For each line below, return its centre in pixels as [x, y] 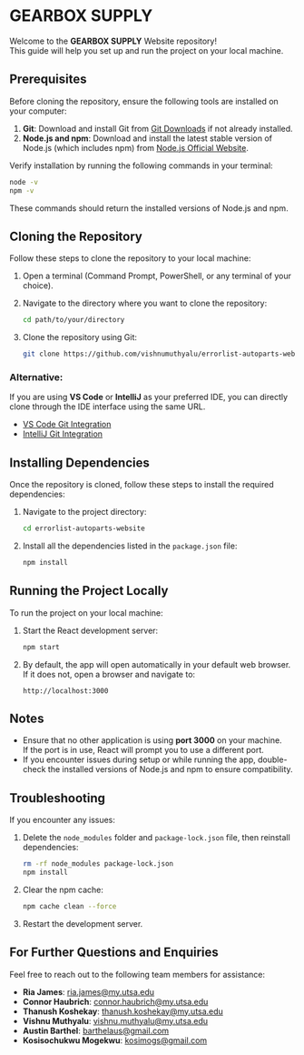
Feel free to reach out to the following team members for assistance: [137, 974]
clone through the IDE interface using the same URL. [108, 407]
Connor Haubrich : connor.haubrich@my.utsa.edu [115, 1001]
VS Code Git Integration [67, 425]
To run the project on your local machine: [86, 613]
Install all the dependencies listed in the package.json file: [130, 546]
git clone [41, 354]
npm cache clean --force [69, 906]
